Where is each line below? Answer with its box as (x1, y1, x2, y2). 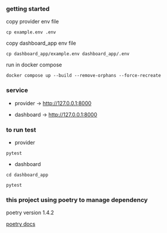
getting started (6, 5, 50, 13)
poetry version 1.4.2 (6, 209, 54, 216)
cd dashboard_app (6, 172, 49, 178)
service (6, 86, 28, 94)
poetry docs (6, 221, 36, 228)
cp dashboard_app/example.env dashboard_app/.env (6, 51, 130, 57)
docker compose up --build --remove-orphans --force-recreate (6, 73, 161, 79)
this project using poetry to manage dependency (6, 195, 148, 204)
